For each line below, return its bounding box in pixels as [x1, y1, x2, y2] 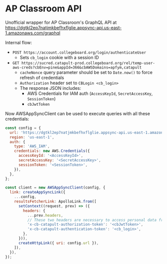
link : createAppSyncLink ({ [9, 190, 66, 195]
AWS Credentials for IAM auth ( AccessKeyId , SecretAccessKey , [27, 90, 153, 96]
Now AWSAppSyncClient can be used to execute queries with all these [5, 110, 150, 117]
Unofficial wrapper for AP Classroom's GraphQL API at [5, 19, 117, 25]
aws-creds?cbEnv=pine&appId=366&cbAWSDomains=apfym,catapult [12, 65, 142, 70]
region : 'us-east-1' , [9, 134, 55, 139]
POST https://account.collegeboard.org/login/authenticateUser [12, 50, 147, 55]
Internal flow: [5, 39, 32, 45]
